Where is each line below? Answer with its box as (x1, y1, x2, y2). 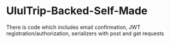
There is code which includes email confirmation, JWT (6, 24, 141, 31)
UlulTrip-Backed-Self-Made (6, 4, 148, 18)
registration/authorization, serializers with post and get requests (6, 29, 165, 37)
